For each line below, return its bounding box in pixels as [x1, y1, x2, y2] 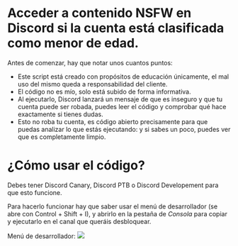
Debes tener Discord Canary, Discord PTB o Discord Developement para [7, 181, 219, 189]
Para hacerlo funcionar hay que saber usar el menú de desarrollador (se [7, 202, 218, 211]
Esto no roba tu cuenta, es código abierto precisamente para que [17, 117, 208, 125]
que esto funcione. [7, 188, 62, 196]
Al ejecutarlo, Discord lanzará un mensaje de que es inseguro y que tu [17, 94, 223, 104]
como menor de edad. [7, 35, 140, 51]
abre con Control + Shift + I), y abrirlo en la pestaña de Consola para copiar [7, 209, 228, 218]
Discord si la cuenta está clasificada [7, 20, 225, 36]
